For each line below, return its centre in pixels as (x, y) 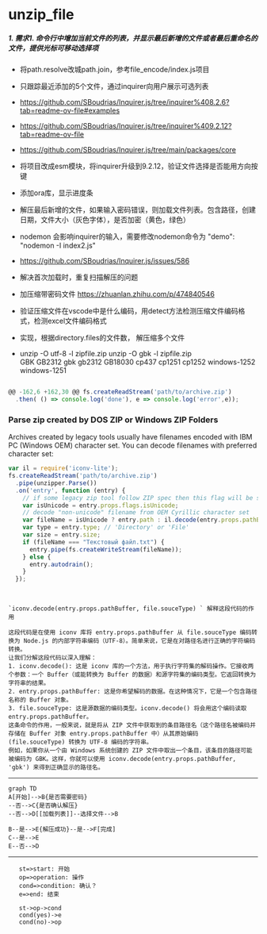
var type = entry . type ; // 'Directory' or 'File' (106, 528)
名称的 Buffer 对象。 (40, 700)
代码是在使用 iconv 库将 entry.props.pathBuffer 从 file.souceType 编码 (135, 632)
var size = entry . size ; (62, 535)
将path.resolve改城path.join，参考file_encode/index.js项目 (114, 70)
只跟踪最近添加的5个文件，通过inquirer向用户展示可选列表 (114, 86)
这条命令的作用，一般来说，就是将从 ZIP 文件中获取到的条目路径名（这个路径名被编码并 (132, 725)
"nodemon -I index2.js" (58, 246)
